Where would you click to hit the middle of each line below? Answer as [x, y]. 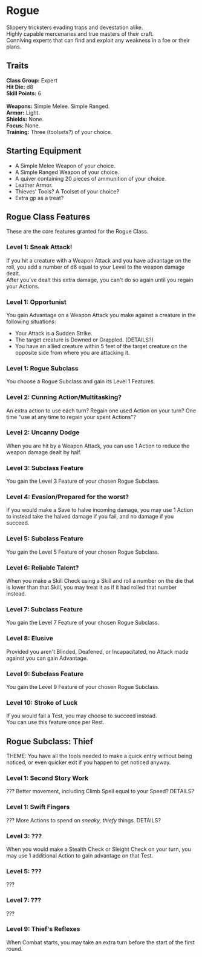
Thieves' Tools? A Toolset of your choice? [67, 191]
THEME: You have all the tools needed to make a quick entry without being [99, 756]
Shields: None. [25, 119]
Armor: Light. [23, 112]
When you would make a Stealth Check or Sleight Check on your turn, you [99, 849]
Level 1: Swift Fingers [38, 807]
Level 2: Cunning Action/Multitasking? [64, 397]
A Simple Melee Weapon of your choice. [65, 166]
